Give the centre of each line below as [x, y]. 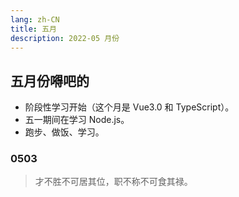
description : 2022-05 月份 [65, 38]
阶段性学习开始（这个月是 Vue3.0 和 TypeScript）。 [129, 107]
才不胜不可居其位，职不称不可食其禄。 [113, 182]
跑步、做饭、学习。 [64, 132]
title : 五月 [33, 29]
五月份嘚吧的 [50, 81]
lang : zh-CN [35, 19]
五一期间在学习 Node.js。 [77, 120]
